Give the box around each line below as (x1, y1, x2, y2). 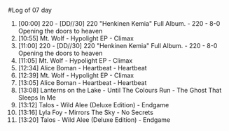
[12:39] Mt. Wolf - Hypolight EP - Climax (18, 71, 134, 79)
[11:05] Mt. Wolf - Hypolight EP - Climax (18, 56, 133, 65)
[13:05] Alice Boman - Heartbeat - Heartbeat (18, 79, 147, 86)
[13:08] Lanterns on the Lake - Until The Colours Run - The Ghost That (18, 86, 222, 94)
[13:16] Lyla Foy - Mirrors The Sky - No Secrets (18, 108, 153, 116)
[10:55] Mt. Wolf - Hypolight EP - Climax (18, 34, 134, 43)
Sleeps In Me (18, 93, 57, 102)
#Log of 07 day (8, 6, 52, 14)
